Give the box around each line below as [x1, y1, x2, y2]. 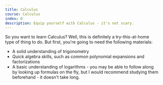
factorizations [12, 59, 40, 65]
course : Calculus [5, 12, 41, 17]
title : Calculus [5, 7, 38, 12]
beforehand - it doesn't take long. [12, 74, 80, 80]
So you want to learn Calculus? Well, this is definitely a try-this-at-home [5, 34, 150, 40]
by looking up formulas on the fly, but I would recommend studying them [12, 69, 159, 75]
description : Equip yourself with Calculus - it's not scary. [5, 20, 134, 26]
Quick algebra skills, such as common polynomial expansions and [12, 54, 145, 60]
